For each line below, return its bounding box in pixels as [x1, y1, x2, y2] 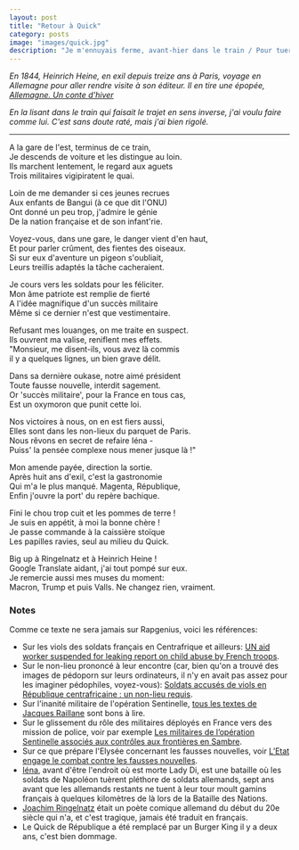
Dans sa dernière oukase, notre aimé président [9, 371, 181, 382]
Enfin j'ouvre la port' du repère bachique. [9, 491, 160, 501]
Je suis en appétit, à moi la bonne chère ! [9, 517, 160, 528]
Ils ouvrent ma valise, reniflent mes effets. [9, 334, 163, 345]
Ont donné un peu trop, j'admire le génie [9, 207, 158, 218]
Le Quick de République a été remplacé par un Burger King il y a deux [21, 821, 278, 832]
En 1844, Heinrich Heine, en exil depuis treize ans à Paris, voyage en [9, 70, 262, 81]
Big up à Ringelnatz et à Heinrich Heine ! [9, 554, 158, 565]
